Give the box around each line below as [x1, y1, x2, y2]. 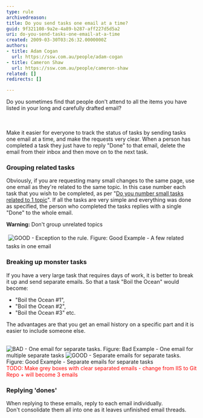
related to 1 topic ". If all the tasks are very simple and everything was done [6, 196, 192, 204]
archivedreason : [6, 14, 47, 21]
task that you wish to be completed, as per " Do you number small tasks [6, 190, 184, 197]
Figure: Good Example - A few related [90, 234, 184, 242]
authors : [6, 43, 28, 49]
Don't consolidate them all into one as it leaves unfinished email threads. [6, 406, 187, 414]
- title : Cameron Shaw [6, 59, 63, 65]
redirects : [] [6, 76, 42, 82]
